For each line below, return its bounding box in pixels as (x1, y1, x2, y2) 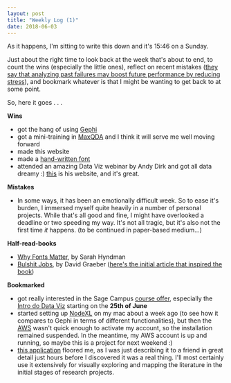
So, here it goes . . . (7, 99, 63, 107)
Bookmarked (7, 281, 45, 289)
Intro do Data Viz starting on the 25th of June (17, 302, 147, 310)
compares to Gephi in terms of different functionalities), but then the (17, 316, 212, 325)
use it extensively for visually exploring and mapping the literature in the (17, 361, 223, 369)
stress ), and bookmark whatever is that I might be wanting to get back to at (7, 78, 221, 86)
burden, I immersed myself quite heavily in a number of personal (17, 204, 202, 212)
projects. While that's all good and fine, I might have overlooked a (17, 211, 204, 219)
